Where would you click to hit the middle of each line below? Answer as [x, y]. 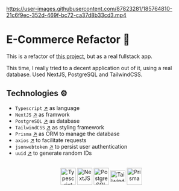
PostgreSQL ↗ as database [47, 121]
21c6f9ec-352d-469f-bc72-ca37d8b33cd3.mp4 [66, 15]
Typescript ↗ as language [47, 108]
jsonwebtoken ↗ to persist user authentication [71, 146]
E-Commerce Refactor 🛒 [68, 40]
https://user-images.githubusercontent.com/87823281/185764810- [89, 9]
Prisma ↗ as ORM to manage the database [67, 134]
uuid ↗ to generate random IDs [53, 153]
